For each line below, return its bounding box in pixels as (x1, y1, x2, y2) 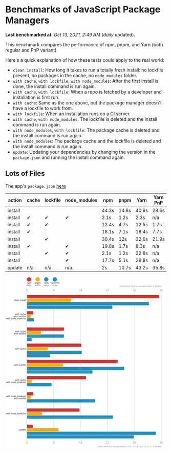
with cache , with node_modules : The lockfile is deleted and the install (12, 116, 158, 122)
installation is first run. (12, 94, 60, 100)
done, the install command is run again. (12, 83, 96, 89)
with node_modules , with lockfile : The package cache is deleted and (12, 127, 160, 133)
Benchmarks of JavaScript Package (5, 4, 161, 15)
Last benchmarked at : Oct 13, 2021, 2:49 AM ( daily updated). (5, 31, 136, 38)
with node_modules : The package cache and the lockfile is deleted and (12, 138, 161, 144)
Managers (5, 14, 50, 26)
